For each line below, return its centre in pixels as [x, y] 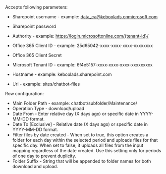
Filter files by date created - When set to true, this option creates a [80, 135]
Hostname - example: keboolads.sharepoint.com [62, 74]
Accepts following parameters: [36, 7]
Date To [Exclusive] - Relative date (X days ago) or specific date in [80, 124]
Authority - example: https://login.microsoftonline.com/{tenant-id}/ [80, 36]
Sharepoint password [34, 26]
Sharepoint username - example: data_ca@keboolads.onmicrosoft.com [85, 17]
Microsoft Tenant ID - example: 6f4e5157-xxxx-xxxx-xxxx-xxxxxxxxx [82, 65]
